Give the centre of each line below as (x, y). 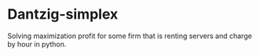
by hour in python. (37, 44)
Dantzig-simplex (63, 14)
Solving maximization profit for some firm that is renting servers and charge (130, 36)
